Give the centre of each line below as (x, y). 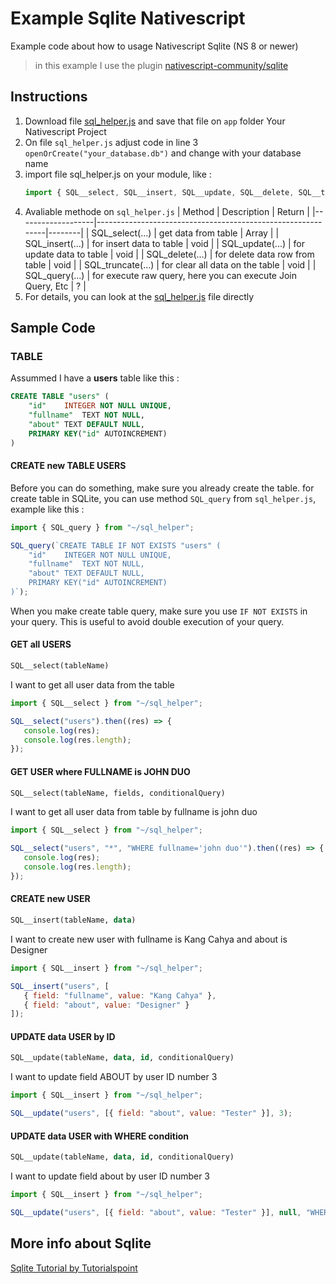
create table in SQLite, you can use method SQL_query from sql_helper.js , (163, 498)
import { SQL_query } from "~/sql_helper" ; (102, 527)
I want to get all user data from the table (92, 684)
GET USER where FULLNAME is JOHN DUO (100, 771)
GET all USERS (41, 644)
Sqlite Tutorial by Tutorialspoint (74, 1268)
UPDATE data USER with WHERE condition (100, 1136)
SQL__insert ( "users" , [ (60, 986)
